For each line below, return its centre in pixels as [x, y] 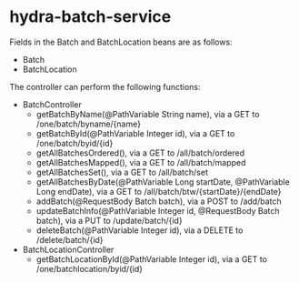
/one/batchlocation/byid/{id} [90, 268]
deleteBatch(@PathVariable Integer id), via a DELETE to [140, 230]
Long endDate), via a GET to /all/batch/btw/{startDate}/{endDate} [159, 191]
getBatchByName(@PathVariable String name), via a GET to [148, 114]
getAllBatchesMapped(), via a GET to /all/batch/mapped [141, 162]
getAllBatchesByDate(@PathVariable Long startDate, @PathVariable [163, 182]
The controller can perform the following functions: [105, 86]
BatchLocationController [68, 249]
